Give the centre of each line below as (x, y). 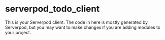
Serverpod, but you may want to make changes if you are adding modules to (83, 27)
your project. (18, 32)
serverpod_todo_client (52, 9)
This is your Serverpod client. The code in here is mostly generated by (77, 22)
